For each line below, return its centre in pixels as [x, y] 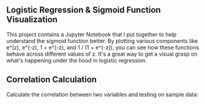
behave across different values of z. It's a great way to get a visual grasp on [102, 54]
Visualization [32, 20]
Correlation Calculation [51, 80]
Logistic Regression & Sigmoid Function [84, 10]
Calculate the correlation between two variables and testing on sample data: [102, 94]
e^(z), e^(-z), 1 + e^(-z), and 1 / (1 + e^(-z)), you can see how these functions [103, 47]
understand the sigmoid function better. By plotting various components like [102, 41]
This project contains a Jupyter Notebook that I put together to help [91, 34]
